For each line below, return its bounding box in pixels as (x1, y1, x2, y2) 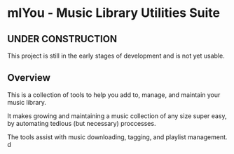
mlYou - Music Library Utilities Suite (7, 5, 221, 21)
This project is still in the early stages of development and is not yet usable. (7, 51, 226, 60)
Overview (7, 72, 51, 84)
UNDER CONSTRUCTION (7, 33, 118, 45)
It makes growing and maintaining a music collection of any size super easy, (7, 111, 227, 120)
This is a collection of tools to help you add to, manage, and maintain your (7, 90, 221, 99)
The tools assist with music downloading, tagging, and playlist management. (7, 132, 228, 141)
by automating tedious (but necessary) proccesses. (7, 119, 156, 127)
